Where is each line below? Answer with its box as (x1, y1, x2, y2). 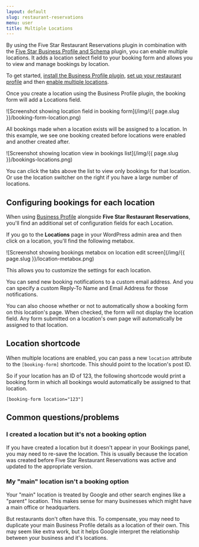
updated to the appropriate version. (6, 463, 93, 470)
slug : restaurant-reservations (6, 14, 84, 20)
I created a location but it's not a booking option (6, 430, 147, 439)
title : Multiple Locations (6, 25, 73, 32)
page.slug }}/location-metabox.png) (6, 255, 94, 262)
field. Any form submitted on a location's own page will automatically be (6, 315, 183, 322)
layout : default (6, 8, 46, 15)
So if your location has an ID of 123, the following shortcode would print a (6, 372, 186, 379)
